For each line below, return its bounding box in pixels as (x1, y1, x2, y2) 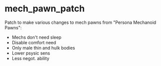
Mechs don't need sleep (11, 34, 61, 40)
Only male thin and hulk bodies (11, 45, 75, 51)
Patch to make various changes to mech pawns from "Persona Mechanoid (4, 19, 157, 25)
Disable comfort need (11, 39, 56, 45)
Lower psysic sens (11, 50, 51, 56)
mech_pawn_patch (4, 3, 85, 14)
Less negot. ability (11, 55, 50, 61)
